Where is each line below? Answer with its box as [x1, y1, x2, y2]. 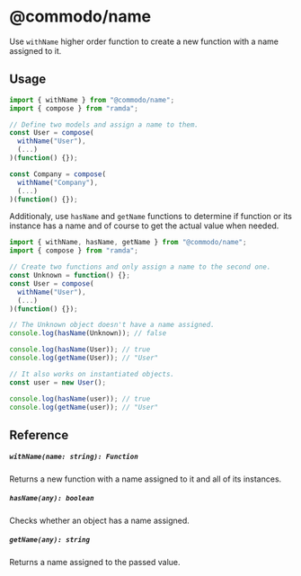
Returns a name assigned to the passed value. [9, 556, 181, 567]
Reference [9, 427, 69, 442]
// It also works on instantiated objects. [9, 369, 175, 378]
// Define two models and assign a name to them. [9, 120, 199, 129]
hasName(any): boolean [9, 494, 94, 503]
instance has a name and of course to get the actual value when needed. [9, 220, 279, 231]
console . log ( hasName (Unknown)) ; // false [9, 329, 167, 338]
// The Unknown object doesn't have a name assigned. [9, 321, 216, 330]
